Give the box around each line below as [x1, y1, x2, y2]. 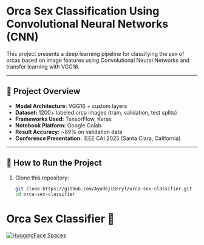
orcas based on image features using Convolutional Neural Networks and [6, 56, 190, 64]
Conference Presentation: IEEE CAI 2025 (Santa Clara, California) [15, 135, 181, 142]
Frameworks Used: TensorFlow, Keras [15, 115, 112, 122]
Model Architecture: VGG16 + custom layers [15, 102, 127, 110]
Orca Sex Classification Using [6, 4, 160, 18]
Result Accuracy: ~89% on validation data [15, 128, 123, 135]
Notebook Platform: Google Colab [15, 121, 102, 129]
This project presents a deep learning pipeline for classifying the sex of [6, 50, 185, 57]
